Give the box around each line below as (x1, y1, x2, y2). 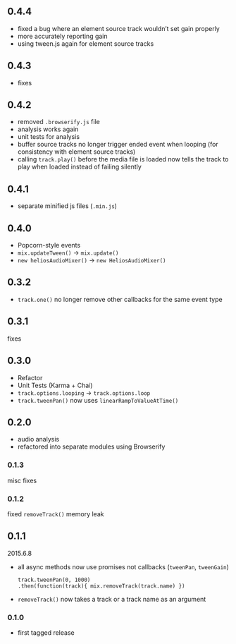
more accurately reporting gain (17, 32, 108, 40)
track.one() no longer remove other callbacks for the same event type (17, 295, 223, 303)
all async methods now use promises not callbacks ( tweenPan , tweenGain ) (17, 562, 229, 571)
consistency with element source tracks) (17, 147, 136, 156)
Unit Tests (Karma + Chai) (17, 381, 93, 389)
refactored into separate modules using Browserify (17, 442, 166, 451)
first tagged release (17, 628, 75, 637)
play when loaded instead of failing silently (17, 162, 142, 171)
